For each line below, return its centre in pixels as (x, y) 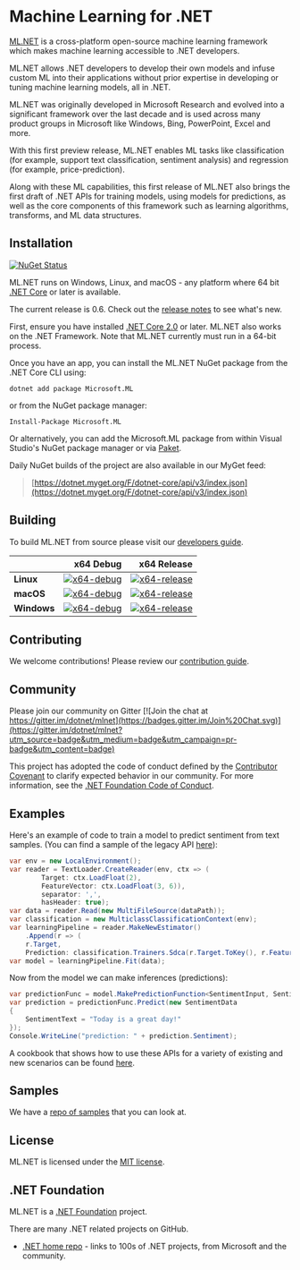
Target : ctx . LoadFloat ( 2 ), (92, 878)
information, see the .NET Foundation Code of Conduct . (112, 786)
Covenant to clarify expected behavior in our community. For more (132, 776)
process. (25, 345)
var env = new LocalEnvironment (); (75, 861)
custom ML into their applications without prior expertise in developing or (144, 77)
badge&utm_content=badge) (62, 749)
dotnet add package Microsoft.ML (71, 388)
